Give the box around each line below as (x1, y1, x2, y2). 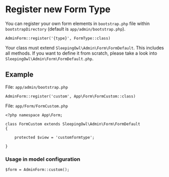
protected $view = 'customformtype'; (14, 135, 95, 140)
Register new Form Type (5, 4, 111, 15)
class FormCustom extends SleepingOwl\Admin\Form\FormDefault (5, 121, 140, 127)
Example (5, 70, 34, 79)
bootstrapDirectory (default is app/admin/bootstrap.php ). (5, 26, 126, 32)
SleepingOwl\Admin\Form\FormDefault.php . (5, 55, 94, 62)
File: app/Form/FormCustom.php (5, 103, 68, 109)
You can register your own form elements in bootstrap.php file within (5, 20, 150, 27)
